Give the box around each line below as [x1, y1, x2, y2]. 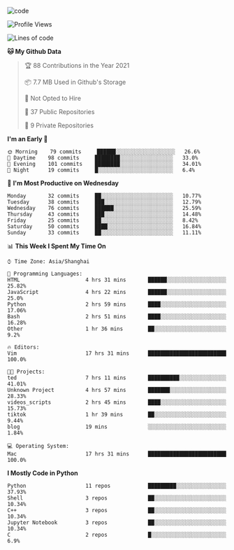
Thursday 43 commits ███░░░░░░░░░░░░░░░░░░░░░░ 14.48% [7, 211, 201, 218]
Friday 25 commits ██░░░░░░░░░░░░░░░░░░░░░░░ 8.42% [7, 217, 198, 224]
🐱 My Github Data [7, 48, 61, 55]
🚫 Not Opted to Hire [24, 94, 82, 102]
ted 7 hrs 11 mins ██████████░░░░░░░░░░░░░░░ [7, 374, 227, 381]
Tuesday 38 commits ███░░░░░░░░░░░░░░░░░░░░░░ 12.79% [7, 199, 201, 206]
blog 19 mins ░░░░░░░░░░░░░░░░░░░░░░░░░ [7, 423, 227, 430]
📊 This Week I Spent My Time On [7, 242, 106, 250]
